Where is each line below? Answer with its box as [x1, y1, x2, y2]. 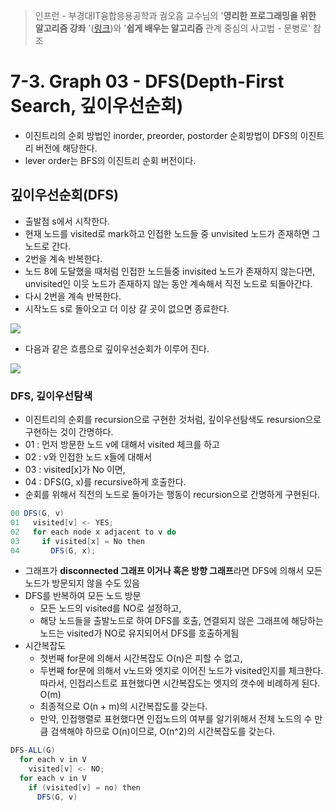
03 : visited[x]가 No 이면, [24, 464, 126, 476]
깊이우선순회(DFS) [10, 187, 119, 204]
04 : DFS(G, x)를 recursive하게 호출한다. [24, 476, 187, 488]
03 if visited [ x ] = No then [10, 536, 145, 546]
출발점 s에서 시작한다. [24, 215, 111, 227]
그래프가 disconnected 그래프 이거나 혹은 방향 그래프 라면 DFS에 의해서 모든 [24, 565, 323, 577]
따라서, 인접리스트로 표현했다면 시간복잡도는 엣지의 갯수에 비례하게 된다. [39, 677, 321, 689]
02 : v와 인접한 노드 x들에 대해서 [24, 451, 153, 463]
